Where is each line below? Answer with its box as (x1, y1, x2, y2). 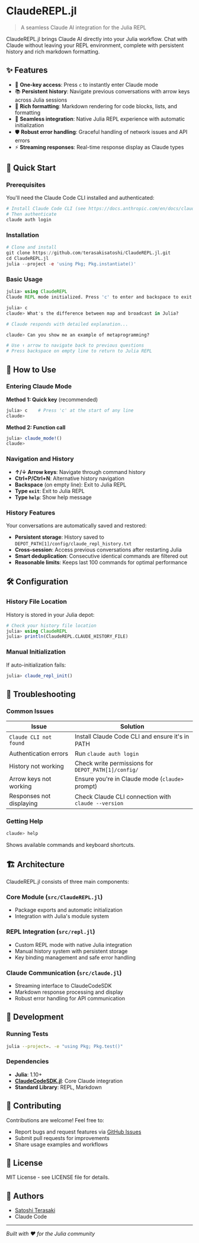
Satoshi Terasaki (14, 1207, 56, 1214)
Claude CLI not (9, 734, 52, 741)
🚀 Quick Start (6, 163, 56, 173)
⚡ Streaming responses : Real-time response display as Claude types (14, 143, 184, 150)
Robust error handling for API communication (14, 994, 126, 1002)
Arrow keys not (9, 775, 52, 783)
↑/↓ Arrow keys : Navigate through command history (14, 468, 146, 475)
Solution (120, 723, 145, 731)
